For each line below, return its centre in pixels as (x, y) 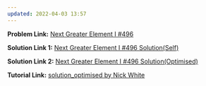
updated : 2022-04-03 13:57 (47, 14)
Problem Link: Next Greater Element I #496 (71, 34)
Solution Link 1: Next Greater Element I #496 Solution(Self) (93, 47)
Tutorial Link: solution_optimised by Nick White (76, 75)
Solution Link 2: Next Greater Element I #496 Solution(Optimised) (103, 61)
